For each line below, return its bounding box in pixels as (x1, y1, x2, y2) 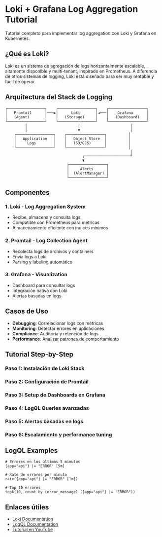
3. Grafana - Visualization (5, 271, 67, 278)
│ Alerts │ (66, 166, 109, 171)
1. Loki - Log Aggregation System (5, 203, 86, 210)
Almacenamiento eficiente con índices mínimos (12, 225, 108, 231)
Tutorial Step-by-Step (5, 350, 74, 358)
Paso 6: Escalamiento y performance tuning (5, 431, 112, 438)
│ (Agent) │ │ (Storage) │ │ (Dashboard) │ (5, 114, 149, 119)
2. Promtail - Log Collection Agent (5, 237, 88, 244)
